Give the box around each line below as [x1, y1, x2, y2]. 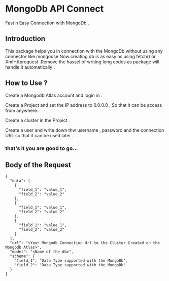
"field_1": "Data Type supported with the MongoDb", [14, 258, 128, 263]
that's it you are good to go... [5, 145, 78, 152]
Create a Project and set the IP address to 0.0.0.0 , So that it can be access [5, 102, 162, 108]
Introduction [5, 34, 46, 43]
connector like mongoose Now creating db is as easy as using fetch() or [5, 53, 156, 59]
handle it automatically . [5, 64, 55, 70]
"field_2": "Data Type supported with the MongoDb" [14, 263, 126, 268]
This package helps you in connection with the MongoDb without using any [5, 48, 163, 54]
